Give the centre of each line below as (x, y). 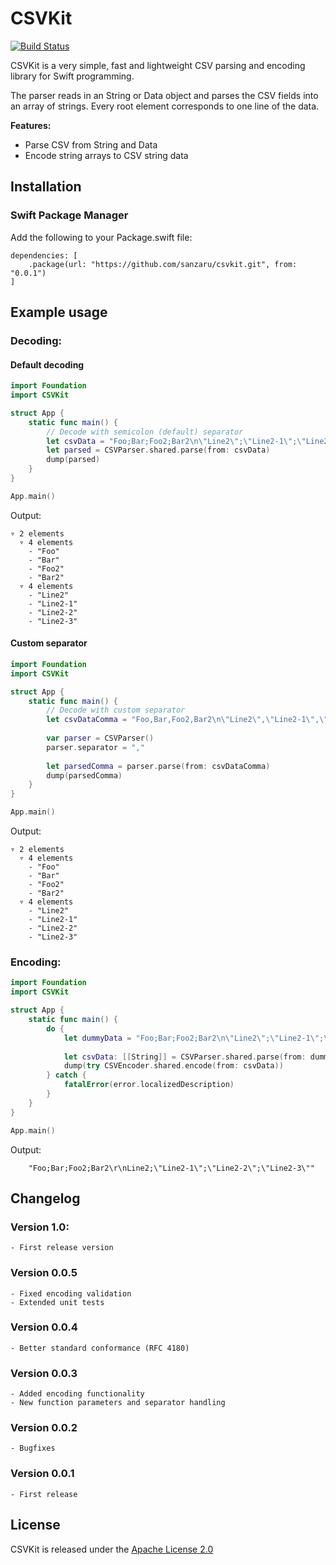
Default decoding (47, 364)
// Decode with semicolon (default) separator (145, 432)
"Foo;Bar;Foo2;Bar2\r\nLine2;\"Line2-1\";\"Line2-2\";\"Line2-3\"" (171, 1168)
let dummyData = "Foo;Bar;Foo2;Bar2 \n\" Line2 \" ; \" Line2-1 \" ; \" (198, 1038)
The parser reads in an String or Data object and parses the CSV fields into (164, 95)
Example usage (59, 312)
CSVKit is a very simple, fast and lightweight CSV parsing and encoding (158, 65)
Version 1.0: (40, 1227)
